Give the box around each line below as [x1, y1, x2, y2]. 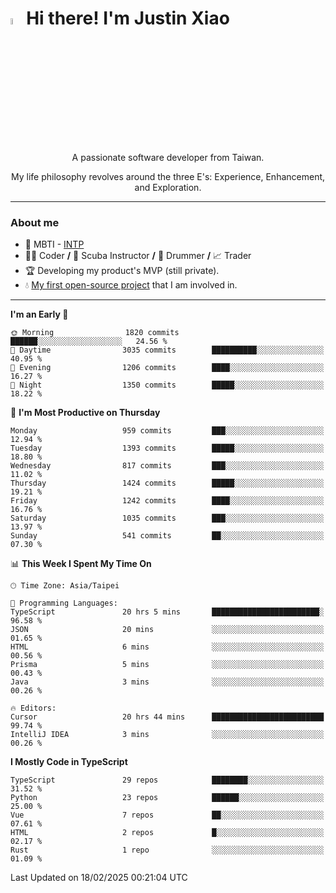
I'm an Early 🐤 [10, 308, 69, 321]
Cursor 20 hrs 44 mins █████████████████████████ [10, 712, 325, 722]
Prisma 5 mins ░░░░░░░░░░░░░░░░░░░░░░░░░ [10, 660, 325, 670]
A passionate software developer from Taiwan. [71, 152, 265, 164]
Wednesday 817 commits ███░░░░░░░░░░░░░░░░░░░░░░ [10, 461, 325, 471]
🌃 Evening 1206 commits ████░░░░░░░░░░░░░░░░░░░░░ [10, 363, 325, 373]
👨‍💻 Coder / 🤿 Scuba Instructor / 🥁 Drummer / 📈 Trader [24, 250, 252, 262]
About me [10, 216, 60, 230]
